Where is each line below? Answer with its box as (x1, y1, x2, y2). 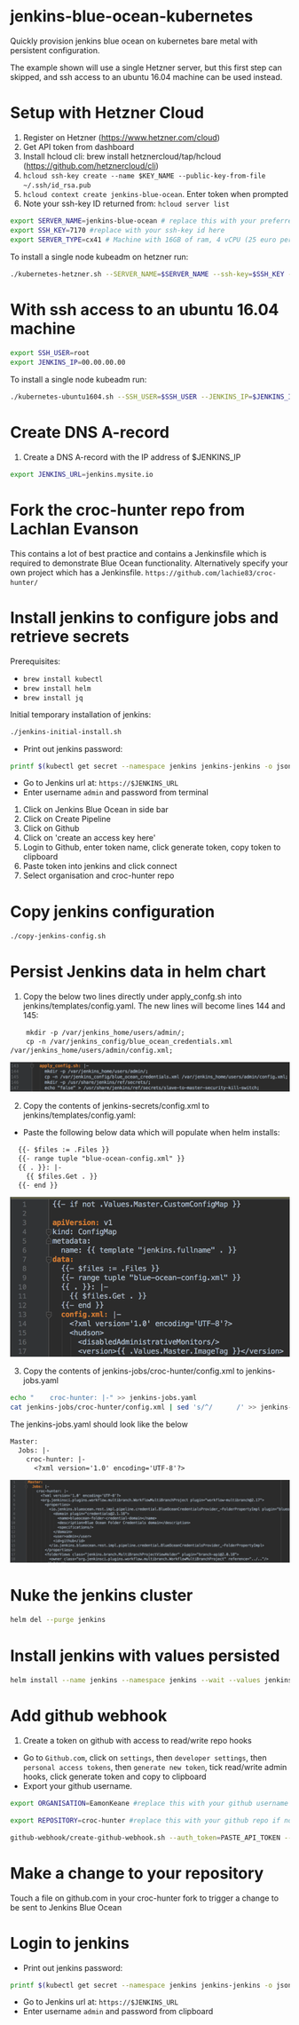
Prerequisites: (10, 655, 61, 667)
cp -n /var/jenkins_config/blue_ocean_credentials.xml (26, 1037, 233, 1047)
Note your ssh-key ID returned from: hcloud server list (22, 198, 230, 209)
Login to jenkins (10, 1933, 130, 1953)
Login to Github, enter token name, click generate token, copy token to (22, 842, 281, 853)
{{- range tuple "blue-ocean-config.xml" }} (18, 1154, 185, 1164)
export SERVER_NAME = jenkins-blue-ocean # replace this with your (10, 216, 256, 225)
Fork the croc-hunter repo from (10, 500, 245, 520)
